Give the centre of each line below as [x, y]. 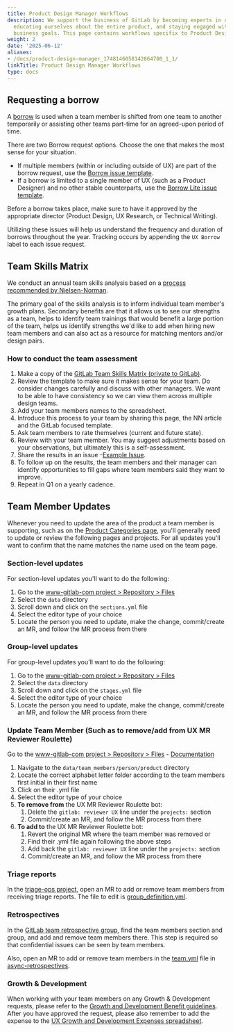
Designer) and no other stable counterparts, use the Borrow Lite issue [117, 188]
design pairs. [26, 341]
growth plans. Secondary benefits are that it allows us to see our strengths [114, 311]
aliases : [20, 53]
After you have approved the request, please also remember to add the [109, 1014]
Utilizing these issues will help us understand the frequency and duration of [115, 229]
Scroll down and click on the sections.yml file [82, 607]
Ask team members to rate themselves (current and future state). [110, 433]
